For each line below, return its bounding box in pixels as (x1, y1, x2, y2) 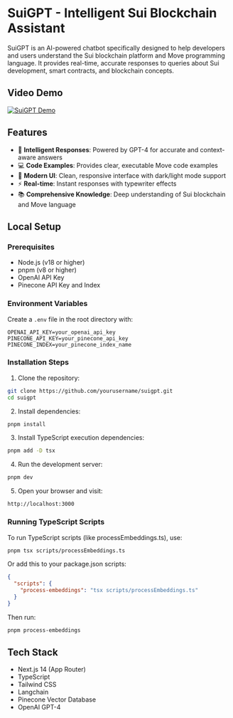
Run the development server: (17, 460, 103, 469)
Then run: (7, 613, 36, 621)
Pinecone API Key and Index (17, 281, 101, 290)
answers (38, 153, 63, 162)
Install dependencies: (17, 407, 81, 416)
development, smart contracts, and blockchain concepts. (7, 66, 174, 75)
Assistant (7, 20, 65, 36)
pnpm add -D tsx (7, 447, 55, 455)
